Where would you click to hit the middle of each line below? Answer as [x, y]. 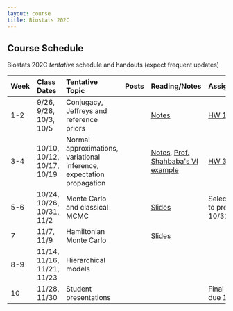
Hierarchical [86, 260]
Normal [78, 140]
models [78, 269]
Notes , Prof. [170, 153]
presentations [88, 298]
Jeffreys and [86, 111]
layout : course [29, 14]
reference [82, 120]
